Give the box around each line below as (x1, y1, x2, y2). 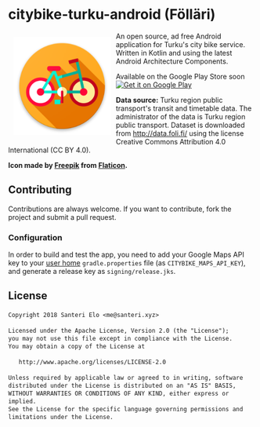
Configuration (8, 232, 63, 243)
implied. (8, 397, 37, 405)
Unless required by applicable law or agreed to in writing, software (8, 374, 244, 381)
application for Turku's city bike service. (116, 39, 245, 49)
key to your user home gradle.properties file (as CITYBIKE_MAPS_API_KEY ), (8, 258, 246, 268)
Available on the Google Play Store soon (116, 71, 245, 81)
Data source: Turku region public (116, 95, 223, 104)
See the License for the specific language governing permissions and (8, 405, 244, 413)
